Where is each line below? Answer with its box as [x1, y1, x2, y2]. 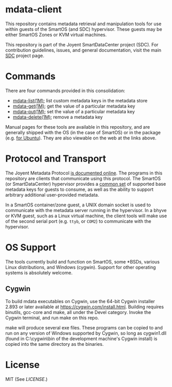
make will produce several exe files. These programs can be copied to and [5, 324, 163, 330]
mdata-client [5, 4, 62, 15]
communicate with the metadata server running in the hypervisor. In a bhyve [5, 207, 167, 213]
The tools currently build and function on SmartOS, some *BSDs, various [5, 258, 160, 265]
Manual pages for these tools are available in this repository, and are [5, 124, 150, 130]
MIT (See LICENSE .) [5, 376, 48, 382]
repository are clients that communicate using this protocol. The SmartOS [5, 175, 161, 181]
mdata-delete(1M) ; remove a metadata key [12, 114, 103, 120]
